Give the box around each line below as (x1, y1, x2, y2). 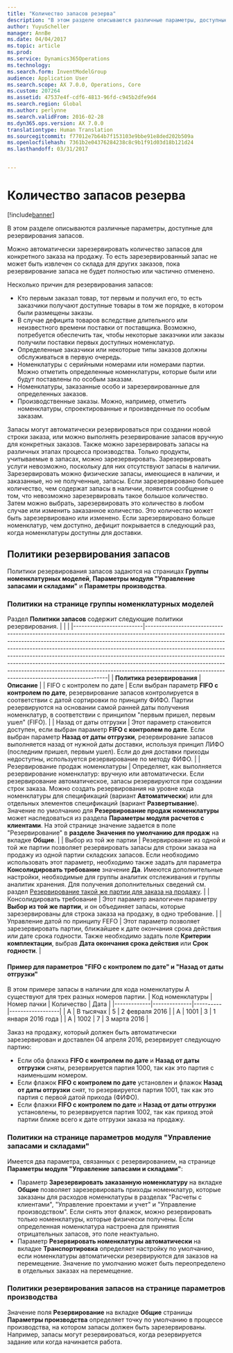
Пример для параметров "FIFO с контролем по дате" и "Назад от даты (7, 962, 224, 971)
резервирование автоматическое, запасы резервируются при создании (7, 777, 223, 785)
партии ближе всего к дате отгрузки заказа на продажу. (17, 1115, 185, 1124)
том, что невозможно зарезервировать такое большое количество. (7, 491, 209, 500)
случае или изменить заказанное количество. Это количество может (7, 506, 214, 514)
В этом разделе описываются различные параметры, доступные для (7, 223, 213, 232)
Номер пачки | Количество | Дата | (7, 1000, 111, 1008)
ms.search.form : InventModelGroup (7, 68, 107, 75)
